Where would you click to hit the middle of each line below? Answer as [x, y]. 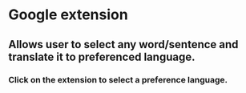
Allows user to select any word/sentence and [123, 44]
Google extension [68, 15]
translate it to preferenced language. [102, 57]
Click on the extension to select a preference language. [118, 79]
